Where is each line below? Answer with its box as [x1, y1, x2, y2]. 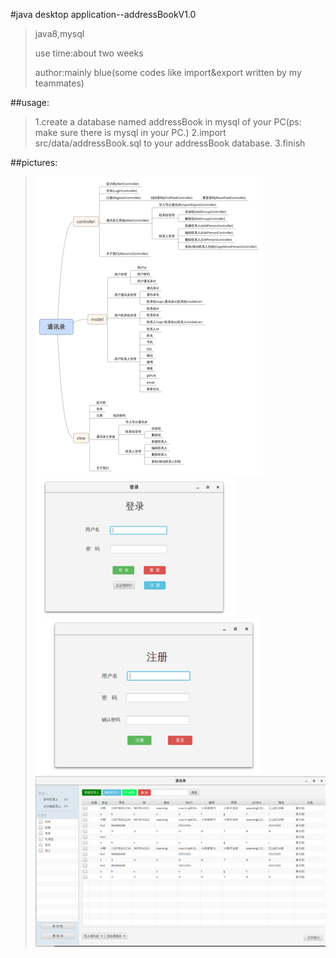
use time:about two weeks [34, 47, 144, 59]
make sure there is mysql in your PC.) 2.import [34, 127, 227, 138]
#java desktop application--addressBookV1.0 [10, 9, 197, 20]
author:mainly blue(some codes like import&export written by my [34, 67, 302, 78]
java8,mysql [34, 28, 85, 39]
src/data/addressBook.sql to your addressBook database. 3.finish [34, 137, 306, 149]
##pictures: [10, 157, 58, 168]
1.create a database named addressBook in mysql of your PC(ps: [34, 116, 302, 128]
